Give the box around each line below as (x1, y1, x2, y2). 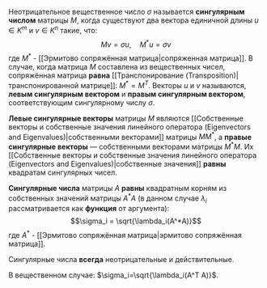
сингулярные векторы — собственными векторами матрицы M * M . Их (8, 141, 254, 151)
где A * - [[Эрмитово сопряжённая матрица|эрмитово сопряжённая (8, 229, 243, 240)
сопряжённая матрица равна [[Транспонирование (8, 70, 184, 80)
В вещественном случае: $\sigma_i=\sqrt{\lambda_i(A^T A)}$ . (8, 270, 218, 280)
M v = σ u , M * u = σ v (100, 38, 172, 49)
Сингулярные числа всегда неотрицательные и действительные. (8, 255, 235, 265)
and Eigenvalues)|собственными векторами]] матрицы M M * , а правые (8, 130, 252, 142)
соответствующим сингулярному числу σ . (8, 97, 155, 108)
